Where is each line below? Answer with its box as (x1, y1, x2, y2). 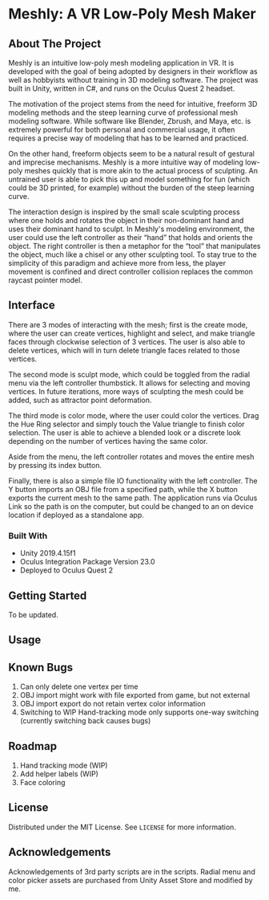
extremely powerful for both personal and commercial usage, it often (8, 125, 235, 134)
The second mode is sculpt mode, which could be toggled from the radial (8, 369, 251, 379)
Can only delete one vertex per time (19, 682, 139, 691)
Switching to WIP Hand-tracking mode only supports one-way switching (19, 707, 259, 717)
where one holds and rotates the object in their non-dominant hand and (8, 216, 244, 225)
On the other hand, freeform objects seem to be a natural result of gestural (8, 149, 255, 158)
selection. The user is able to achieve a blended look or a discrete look (8, 427, 242, 438)
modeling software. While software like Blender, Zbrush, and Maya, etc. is (8, 116, 251, 125)
